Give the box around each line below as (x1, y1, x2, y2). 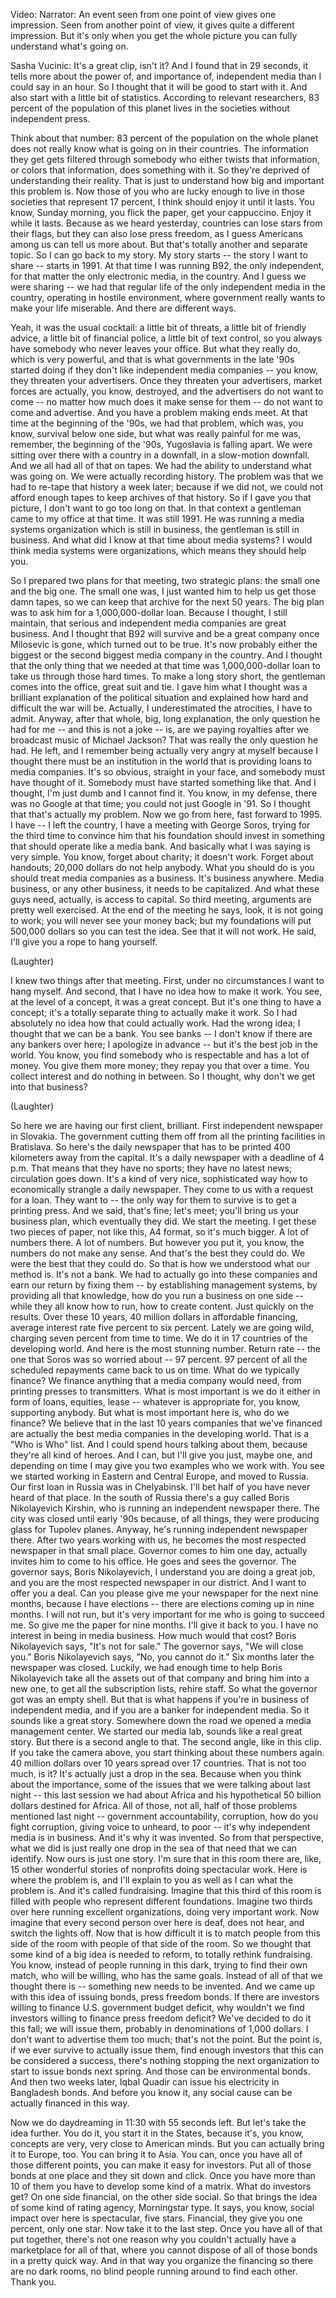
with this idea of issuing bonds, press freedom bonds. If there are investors (10, 1991, 320, 2003)
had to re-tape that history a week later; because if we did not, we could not (10, 481, 324, 493)
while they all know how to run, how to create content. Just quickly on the (10, 1300, 315, 1312)
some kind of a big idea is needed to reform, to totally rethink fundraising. (10, 1949, 313, 1960)
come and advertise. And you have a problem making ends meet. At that (10, 407, 308, 418)
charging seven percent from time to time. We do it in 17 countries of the (10, 1332, 308, 1344)
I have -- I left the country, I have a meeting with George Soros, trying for (10, 819, 311, 831)
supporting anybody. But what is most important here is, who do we (10, 1407, 290, 1418)
